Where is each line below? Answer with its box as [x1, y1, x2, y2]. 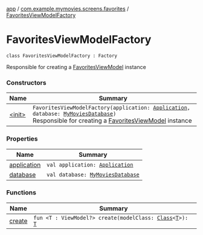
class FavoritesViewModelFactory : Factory [6, 53, 118, 59]
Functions [6, 188, 36, 197]
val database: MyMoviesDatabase [46, 171, 140, 178]
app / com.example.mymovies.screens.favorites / [6, 5, 129, 12]
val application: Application [46, 161, 134, 168]
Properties [6, 134, 38, 143]
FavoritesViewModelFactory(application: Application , [32, 104, 191, 111]
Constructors [6, 78, 47, 87]
